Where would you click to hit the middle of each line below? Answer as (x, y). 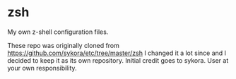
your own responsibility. (42, 68)
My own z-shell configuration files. (58, 32)
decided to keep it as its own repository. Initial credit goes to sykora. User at (118, 60)
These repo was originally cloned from (64, 45)
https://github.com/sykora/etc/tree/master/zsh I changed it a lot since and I (117, 53)
